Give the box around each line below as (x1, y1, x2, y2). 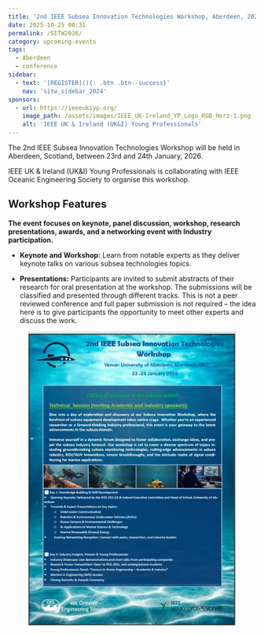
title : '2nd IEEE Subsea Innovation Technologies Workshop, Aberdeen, (8, 13, 244, 20)
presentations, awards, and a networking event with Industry (8, 226, 212, 236)
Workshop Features (8, 197, 108, 211)
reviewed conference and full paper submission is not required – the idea (19, 299, 257, 308)
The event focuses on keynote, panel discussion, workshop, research (8, 218, 241, 228)
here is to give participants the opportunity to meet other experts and (19, 307, 244, 317)
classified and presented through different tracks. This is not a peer (19, 291, 238, 300)
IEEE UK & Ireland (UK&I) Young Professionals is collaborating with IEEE (8, 167, 240, 176)
